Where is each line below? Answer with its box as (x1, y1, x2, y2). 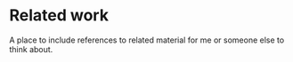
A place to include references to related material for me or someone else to (9, 35, 285, 45)
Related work (9, 5, 110, 26)
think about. (9, 43, 53, 54)
